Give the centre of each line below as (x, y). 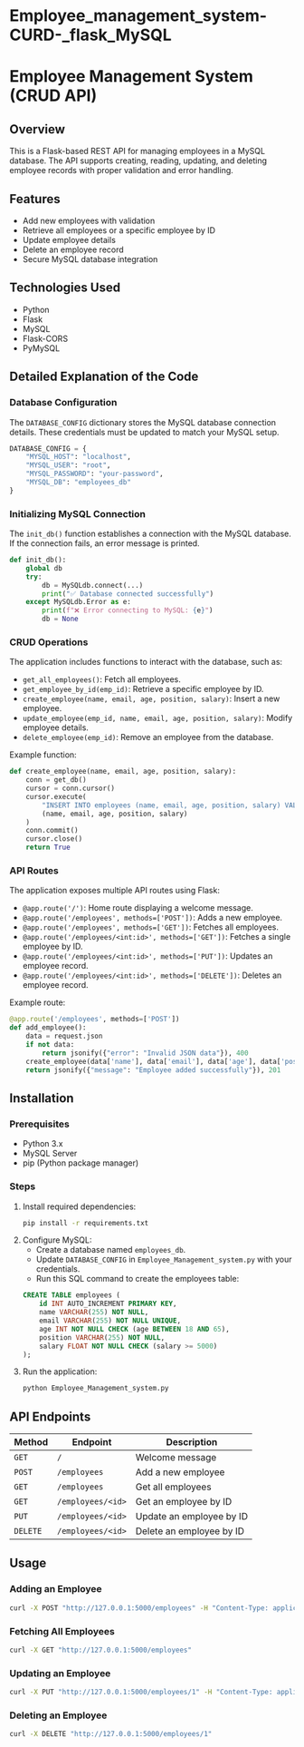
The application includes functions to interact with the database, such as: (146, 662)
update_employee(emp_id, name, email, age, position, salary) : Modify (157, 718)
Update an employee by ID (192, 1517)
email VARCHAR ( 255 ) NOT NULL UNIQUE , (110, 1321)
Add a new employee (180, 1472)
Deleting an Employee (58, 1715)
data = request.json (64, 1036)
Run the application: (60, 1371)
